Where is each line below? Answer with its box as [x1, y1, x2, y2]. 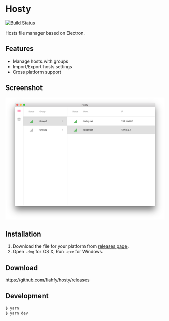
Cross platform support [12, 69, 62, 75]
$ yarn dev [5, 311, 28, 316]
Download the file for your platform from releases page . [12, 243, 129, 249]
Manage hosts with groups [12, 58, 68, 64]
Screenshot [5, 83, 43, 92]
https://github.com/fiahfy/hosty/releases [5, 277, 90, 283]
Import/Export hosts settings [12, 63, 72, 69]
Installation [5, 229, 41, 238]
